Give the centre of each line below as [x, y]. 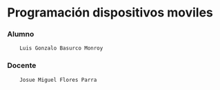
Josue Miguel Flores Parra [58, 80]
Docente [22, 65]
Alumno [21, 34]
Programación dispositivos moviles [110, 13]
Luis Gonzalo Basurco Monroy [61, 48]
